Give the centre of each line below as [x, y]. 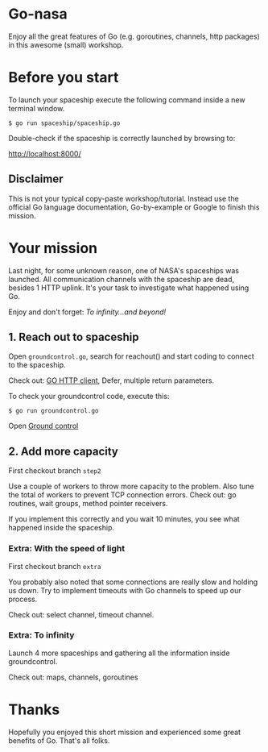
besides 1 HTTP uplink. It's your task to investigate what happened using [129, 288]
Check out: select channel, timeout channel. [81, 614]
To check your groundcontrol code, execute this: [89, 397]
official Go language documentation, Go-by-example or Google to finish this [134, 207]
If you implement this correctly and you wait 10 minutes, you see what [124, 519]
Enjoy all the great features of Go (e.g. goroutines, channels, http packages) [134, 36]
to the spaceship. [37, 365]
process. [23, 599]
